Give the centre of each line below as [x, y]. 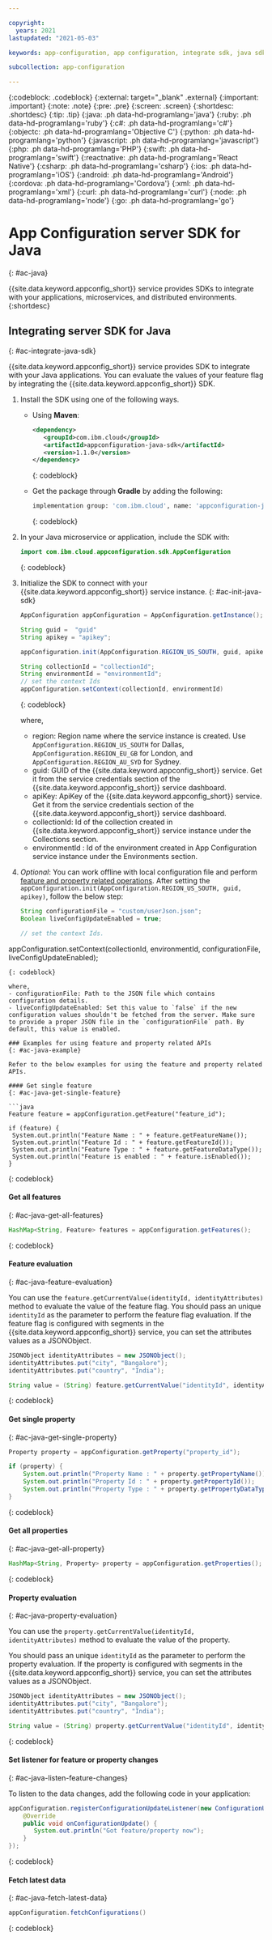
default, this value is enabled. [65, 1029]
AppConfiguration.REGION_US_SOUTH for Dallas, [108, 745]
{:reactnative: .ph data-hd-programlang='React [159, 158]
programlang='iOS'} [42, 175]
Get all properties [38, 1530]
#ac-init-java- [239, 591]
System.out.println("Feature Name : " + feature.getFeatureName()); [130, 1135]
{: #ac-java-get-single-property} [63, 1437]
